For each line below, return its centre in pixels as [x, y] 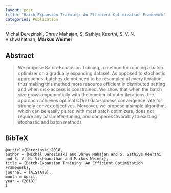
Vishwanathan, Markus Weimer [39, 39]
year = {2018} [20, 181]
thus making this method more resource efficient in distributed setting [91, 84]
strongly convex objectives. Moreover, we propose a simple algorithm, [92, 106]
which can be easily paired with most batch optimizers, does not [86, 111]
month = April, [22, 177]
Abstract [20, 55]
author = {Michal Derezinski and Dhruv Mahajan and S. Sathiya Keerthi [83, 154]
